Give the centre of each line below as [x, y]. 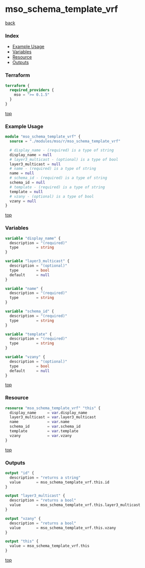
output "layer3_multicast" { [35, 496]
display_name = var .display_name [48, 413]
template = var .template [44, 431]
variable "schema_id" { [30, 311]
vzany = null [23, 201]
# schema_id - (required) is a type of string [58, 178]
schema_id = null [27, 183]
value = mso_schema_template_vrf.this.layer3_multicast [75, 505]
